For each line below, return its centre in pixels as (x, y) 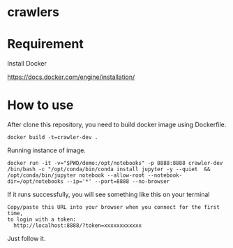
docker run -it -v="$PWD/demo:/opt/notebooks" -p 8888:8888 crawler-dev (115, 163)
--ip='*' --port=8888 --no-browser (118, 182)
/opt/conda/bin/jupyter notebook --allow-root (76, 175)
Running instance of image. (46, 150)
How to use (40, 105)
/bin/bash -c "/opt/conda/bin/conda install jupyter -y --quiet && (109, 169)
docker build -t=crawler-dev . (53, 138)
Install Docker (27, 64)
